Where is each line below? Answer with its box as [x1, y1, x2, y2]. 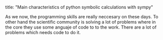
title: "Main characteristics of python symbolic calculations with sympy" [5, 4, 153, 10]
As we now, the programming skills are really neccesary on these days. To [5, 14, 158, 19]
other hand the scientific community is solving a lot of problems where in [5, 19, 156, 25]
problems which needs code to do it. [5, 30, 81, 35]
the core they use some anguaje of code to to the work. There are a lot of [5, 24, 157, 30]
